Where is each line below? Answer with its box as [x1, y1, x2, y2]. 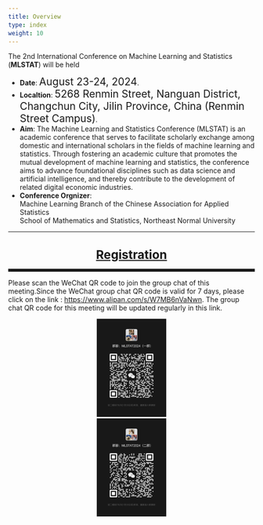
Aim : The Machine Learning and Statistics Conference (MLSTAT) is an [19, 124, 246, 133]
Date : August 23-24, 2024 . [19, 75, 139, 89]
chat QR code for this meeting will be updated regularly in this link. [8, 303, 223, 313]
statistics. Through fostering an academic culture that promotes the [19, 149, 237, 159]
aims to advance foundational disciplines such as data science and [19, 166, 236, 176]
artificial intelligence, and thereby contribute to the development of [19, 174, 236, 184]
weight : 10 [8, 29, 44, 37]
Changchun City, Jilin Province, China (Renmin [19, 100, 245, 113]
